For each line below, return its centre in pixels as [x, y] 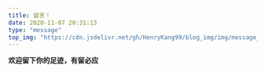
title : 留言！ [30, 15]
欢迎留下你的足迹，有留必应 [53, 60]
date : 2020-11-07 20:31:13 [53, 23]
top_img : [23, 37]
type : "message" [35, 30]
